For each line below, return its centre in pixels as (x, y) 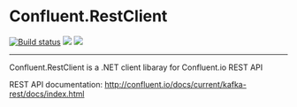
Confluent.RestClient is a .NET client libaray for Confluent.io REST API (136, 67)
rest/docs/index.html (47, 94)
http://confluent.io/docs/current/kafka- (176, 84)
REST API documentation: (56, 84)
